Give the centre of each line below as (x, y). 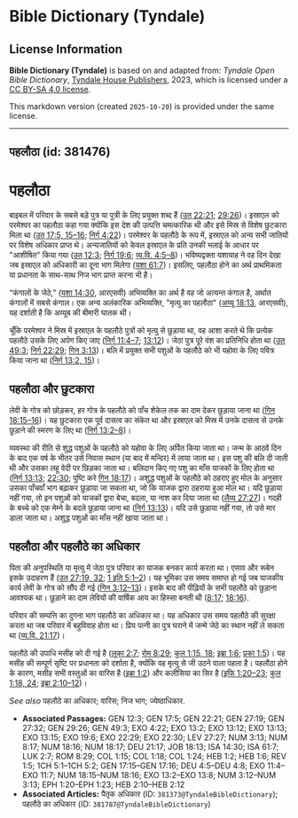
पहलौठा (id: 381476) (60, 152)
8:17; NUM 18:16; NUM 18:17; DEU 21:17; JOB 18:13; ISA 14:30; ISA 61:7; (150, 746)
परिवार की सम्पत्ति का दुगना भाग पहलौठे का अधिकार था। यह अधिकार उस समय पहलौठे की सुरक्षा (143, 615)
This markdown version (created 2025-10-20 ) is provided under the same (142, 106)
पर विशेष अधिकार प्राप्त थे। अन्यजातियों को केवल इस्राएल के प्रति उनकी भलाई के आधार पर (134, 245)
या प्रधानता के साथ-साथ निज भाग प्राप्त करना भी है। (81, 275)
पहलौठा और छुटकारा (52, 389)
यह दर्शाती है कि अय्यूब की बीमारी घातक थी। (71, 313)
